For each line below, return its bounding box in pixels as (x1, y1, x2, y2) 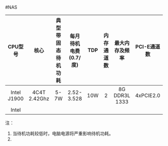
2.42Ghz (28, 95, 49, 102)
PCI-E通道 (135, 43, 160, 50)
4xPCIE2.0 (134, 92, 160, 99)
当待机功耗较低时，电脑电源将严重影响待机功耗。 (12, 130, 113, 136)
